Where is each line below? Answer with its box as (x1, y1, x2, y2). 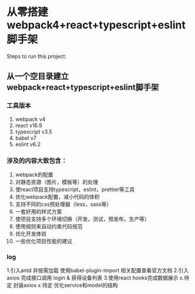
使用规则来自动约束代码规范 (15, 222, 83, 230)
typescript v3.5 (15, 128, 52, 135)
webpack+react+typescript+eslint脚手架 (6, 82, 159, 92)
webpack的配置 (15, 171, 54, 178)
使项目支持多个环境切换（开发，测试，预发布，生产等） (15, 215, 150, 222)
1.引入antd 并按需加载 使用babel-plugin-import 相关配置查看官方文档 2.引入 (6, 267, 189, 274)
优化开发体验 (15, 230, 47, 237)
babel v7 (15, 134, 37, 141)
